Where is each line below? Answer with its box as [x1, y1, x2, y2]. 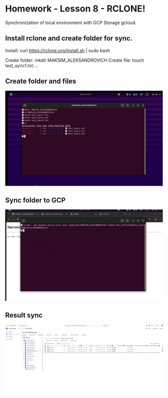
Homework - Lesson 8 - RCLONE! [5, 3, 146, 15]
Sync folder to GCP [5, 196, 66, 205]
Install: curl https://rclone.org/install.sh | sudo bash [5, 47, 110, 53]
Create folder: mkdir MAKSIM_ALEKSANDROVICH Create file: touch [5, 57, 144, 63]
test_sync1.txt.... [5, 62, 38, 68]
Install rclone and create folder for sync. [5, 34, 133, 43]
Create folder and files [5, 77, 76, 86]
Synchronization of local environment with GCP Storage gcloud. [5, 20, 136, 26]
